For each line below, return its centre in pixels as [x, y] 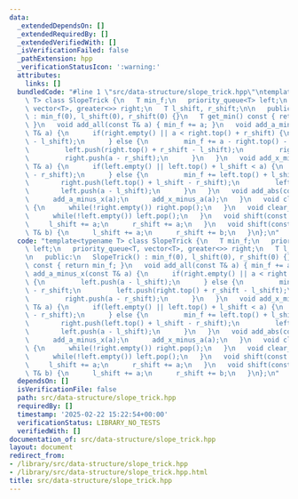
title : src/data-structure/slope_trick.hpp [91, 480]
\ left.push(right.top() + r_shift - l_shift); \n [134, 149]
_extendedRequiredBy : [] [63, 34]
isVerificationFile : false [67, 390]
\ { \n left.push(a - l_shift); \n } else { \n [134, 282]
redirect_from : [37, 456]
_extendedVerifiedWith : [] [67, 42]
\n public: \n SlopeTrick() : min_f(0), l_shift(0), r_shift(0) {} [158, 258]
